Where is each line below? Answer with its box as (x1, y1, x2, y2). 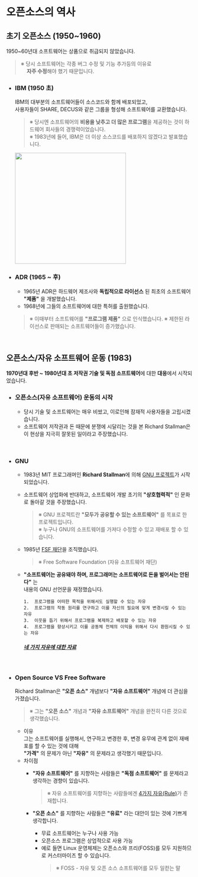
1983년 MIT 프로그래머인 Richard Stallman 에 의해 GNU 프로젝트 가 (23, 471, 180, 478)
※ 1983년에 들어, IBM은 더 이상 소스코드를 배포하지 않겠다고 (29, 133, 167, 140)
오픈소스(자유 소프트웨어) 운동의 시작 (14, 393, 113, 401)
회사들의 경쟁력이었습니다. (45, 126, 106, 133)
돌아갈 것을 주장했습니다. (30, 499, 87, 505)
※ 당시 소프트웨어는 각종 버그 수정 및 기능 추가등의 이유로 (20, 60, 152, 67)
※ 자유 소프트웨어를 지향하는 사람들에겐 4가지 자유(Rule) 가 (47, 790, 182, 797)
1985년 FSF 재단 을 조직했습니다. (23, 546, 99, 552)
